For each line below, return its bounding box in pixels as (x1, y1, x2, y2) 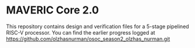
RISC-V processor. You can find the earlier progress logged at (6, 29, 155, 36)
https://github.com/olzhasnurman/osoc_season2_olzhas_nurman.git (6, 35, 170, 42)
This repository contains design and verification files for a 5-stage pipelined (6, 23, 189, 30)
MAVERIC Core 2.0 (6, 4, 100, 17)
